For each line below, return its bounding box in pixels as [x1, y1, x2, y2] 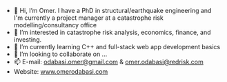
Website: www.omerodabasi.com [13, 68, 108, 75]
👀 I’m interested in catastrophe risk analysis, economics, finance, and [13, 28, 211, 36]
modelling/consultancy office [13, 21, 97, 29]
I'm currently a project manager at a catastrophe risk [13, 14, 164, 22]
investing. [13, 36, 42, 44]
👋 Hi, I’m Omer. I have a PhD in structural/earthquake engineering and [13, 7, 212, 14]
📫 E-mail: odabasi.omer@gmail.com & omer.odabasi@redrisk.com [13, 58, 204, 66]
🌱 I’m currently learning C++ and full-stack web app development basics [13, 43, 221, 51]
